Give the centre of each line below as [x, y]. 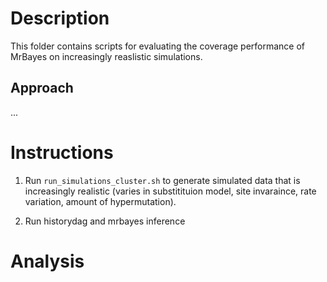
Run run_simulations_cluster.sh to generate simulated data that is [162, 180]
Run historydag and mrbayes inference [105, 221]
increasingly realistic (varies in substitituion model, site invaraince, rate [170, 191]
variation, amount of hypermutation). [100, 201]
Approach [42, 88]
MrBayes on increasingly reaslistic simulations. [106, 56]
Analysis [47, 261]
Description [60, 18]
